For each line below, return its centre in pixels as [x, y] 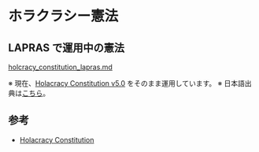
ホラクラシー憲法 [63, 16]
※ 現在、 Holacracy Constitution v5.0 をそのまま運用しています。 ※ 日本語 [127, 83]
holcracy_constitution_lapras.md [60, 67]
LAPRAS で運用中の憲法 [67, 48]
